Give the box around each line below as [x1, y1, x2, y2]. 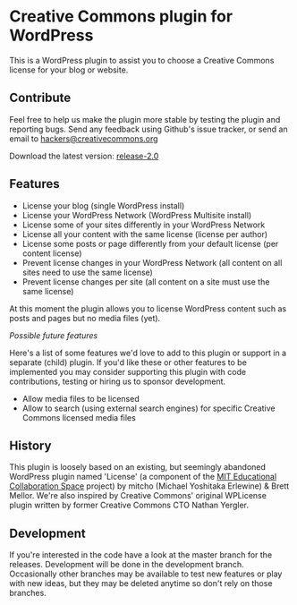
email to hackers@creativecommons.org [9, 132, 158, 144]
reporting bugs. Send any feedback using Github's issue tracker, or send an [9, 124, 288, 134]
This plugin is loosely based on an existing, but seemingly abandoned [9, 462, 267, 473]
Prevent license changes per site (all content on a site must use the [21, 276, 270, 287]
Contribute [9, 90, 72, 106]
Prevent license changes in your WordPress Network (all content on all [21, 257, 283, 268]
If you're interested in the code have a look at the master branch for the [9, 550, 273, 560]
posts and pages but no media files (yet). [9, 312, 161, 323]
